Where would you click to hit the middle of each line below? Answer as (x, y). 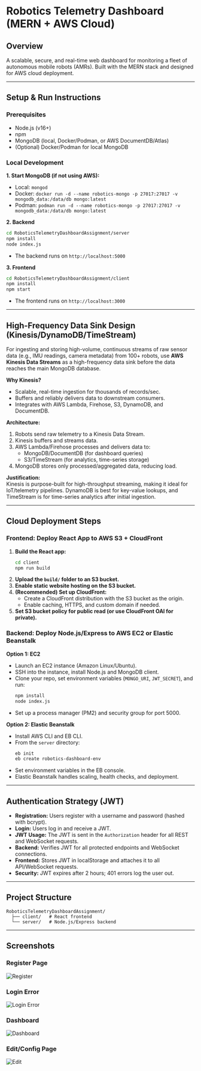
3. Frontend (21, 267)
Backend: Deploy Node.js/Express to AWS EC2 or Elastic (90, 633)
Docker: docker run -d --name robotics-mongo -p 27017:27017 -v (96, 193)
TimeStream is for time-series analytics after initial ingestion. (81, 497)
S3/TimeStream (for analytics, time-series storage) (86, 460)
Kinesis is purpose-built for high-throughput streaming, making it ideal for (97, 484)
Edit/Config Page (31, 1049)
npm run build (32, 568)
